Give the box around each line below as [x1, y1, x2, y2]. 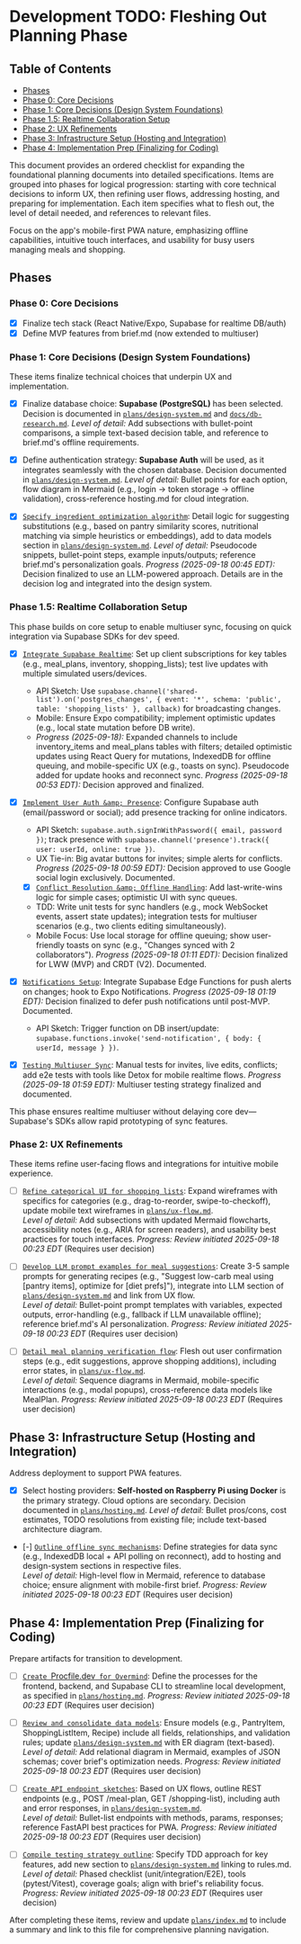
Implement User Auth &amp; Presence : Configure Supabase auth [22, 796, 259, 807]
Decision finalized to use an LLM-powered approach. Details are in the [22, 569, 284, 579]
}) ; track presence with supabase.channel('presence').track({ [35, 834, 270, 845]
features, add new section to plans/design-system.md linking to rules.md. [22, 1859, 292, 1870]
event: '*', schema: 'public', [164, 694, 282, 703]
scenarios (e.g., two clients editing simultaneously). [35, 920, 227, 931]
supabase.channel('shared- [97, 686, 199, 696]
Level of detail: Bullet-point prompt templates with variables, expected [22, 1300, 283, 1311]
